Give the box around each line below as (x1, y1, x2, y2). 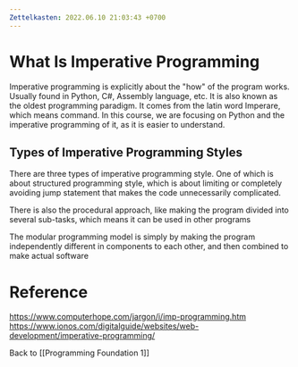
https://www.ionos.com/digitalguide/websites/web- (9, 321, 200, 331)
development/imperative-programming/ (9, 330, 156, 341)
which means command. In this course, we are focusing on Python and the (9, 109, 285, 121)
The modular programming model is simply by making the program (9, 231, 256, 242)
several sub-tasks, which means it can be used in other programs (9, 214, 251, 225)
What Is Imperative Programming (9, 51, 260, 71)
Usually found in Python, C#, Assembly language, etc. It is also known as (9, 90, 278, 101)
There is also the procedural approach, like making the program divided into (9, 204, 289, 215)
